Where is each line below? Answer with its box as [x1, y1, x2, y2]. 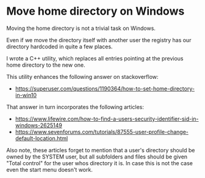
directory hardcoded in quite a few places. [6, 43, 113, 50]
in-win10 [15, 91, 37, 98]
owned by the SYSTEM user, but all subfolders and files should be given [6, 153, 188, 160]
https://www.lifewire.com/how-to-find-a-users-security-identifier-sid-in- [15, 115, 200, 122]
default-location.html [15, 135, 68, 142]
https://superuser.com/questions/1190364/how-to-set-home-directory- [15, 84, 195, 92]
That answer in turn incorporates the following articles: [6, 103, 145, 111]
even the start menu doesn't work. [6, 166, 93, 173]
